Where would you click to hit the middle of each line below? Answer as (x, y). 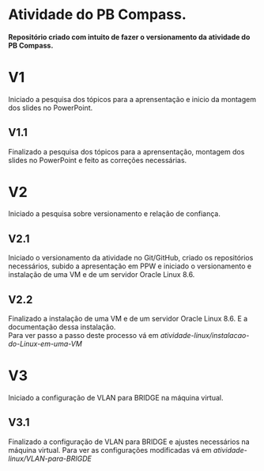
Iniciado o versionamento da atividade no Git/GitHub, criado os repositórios (131, 258)
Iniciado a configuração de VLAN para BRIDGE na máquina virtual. (116, 398)
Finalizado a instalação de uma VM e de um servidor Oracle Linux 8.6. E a (128, 319)
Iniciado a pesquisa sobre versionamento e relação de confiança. (115, 214)
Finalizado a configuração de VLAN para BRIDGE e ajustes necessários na (129, 442)
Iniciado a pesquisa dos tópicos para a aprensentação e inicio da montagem (132, 99)
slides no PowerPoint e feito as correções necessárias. (98, 160)
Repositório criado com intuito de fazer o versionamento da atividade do (129, 36)
